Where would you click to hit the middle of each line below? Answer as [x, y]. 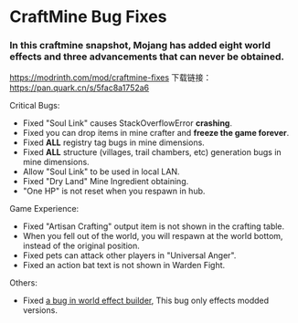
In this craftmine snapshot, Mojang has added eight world [140, 46]
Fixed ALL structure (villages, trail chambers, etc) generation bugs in [152, 152]
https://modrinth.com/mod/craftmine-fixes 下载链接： [111, 78]
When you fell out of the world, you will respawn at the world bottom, [153, 236]
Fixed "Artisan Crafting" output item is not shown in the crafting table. [154, 226]
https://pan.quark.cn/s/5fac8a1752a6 [80, 88]
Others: [24, 283]
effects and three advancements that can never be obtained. [147, 57]
